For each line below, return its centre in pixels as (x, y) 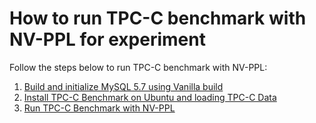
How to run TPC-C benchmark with (158, 18)
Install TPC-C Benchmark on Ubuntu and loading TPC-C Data (150, 97)
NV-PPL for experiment (107, 39)
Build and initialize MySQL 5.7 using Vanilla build (123, 86)
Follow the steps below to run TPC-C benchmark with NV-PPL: (138, 67)
